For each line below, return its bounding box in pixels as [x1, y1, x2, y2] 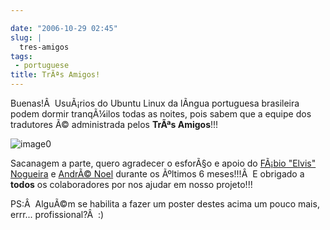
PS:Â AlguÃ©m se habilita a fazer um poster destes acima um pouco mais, [10, 198, 320, 210]
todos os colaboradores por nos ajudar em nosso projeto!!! [10, 179, 253, 190]
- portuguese [14, 61, 70, 71]
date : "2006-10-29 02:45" [10, 23, 118, 33]
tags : [10, 51, 33, 61]
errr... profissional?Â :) [10, 209, 105, 220]
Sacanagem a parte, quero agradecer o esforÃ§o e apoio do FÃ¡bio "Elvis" [10, 157, 317, 169]
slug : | [10, 32, 43, 43]
